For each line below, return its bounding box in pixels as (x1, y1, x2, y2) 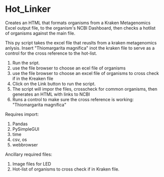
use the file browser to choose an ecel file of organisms (12, 65, 126, 71)
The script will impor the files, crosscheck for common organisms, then (12, 86, 158, 92)
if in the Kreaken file (12, 75, 53, 81)
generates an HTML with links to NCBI (12, 91, 90, 97)
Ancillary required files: (5, 151, 52, 157)
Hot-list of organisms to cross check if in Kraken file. (12, 166, 120, 172)
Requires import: (5, 111, 39, 117)
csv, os (12, 137, 27, 142)
